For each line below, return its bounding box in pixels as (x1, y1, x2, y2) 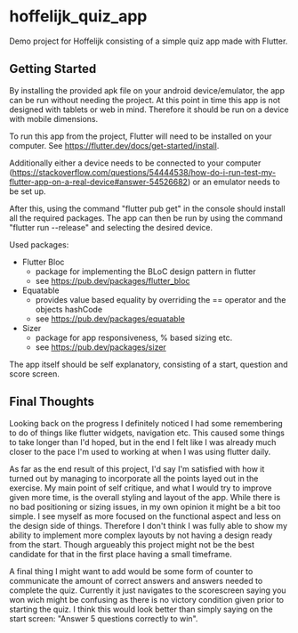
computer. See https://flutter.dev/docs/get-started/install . (9, 140, 220, 150)
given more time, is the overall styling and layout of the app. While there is (9, 491, 281, 502)
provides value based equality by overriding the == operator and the (35, 294, 286, 304)
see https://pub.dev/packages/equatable (35, 313, 185, 324)
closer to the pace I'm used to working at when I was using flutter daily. (9, 446, 271, 457)
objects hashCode (35, 304, 103, 314)
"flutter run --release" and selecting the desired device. (9, 222, 213, 232)
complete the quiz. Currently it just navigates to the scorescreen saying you (9, 585, 286, 596)
